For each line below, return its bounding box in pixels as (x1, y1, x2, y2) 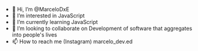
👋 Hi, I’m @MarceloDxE (11, 6, 70, 13)
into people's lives (11, 31, 57, 38)
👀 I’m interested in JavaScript (11, 12, 85, 19)
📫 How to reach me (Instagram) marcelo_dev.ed (11, 38, 133, 45)
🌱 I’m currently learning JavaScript (11, 19, 98, 25)
